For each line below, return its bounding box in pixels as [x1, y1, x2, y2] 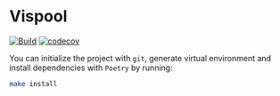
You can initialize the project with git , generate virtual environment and [9, 52, 272, 63]
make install [9, 79, 58, 88]
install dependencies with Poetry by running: [9, 62, 173, 73]
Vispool [9, 6, 68, 27]
